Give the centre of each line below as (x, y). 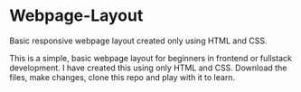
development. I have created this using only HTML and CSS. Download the (148, 68)
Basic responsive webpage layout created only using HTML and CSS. (138, 41)
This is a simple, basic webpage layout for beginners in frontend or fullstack (150, 58)
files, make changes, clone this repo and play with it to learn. (122, 77)
